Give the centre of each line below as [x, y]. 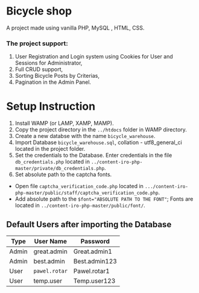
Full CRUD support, [39, 69]
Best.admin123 [95, 261]
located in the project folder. [50, 149]
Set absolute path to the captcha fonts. [63, 175]
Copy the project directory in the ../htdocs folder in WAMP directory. [101, 130]
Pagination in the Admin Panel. [53, 82]
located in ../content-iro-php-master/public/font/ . [80, 206]
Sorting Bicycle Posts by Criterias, [57, 76]
